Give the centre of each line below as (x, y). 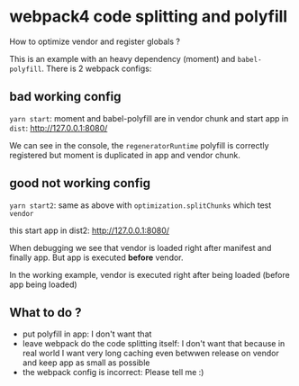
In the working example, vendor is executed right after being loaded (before (149, 274)
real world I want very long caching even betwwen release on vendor (150, 354)
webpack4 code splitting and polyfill (149, 17)
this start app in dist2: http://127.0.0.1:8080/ (89, 230)
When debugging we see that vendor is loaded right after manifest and (140, 247)
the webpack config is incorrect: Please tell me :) (113, 373)
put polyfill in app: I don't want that (87, 334)
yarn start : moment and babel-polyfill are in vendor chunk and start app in (149, 118)
